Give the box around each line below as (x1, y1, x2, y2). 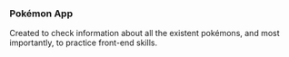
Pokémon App (9, 7, 74, 20)
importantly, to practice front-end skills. (9, 37, 157, 48)
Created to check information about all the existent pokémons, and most (9, 28, 280, 39)
